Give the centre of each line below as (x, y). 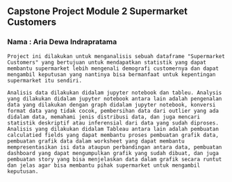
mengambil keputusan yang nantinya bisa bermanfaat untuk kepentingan (111, 74)
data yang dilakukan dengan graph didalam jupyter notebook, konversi (111, 104)
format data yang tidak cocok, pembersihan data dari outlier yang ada (113, 111)
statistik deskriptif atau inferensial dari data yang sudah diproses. (113, 123)
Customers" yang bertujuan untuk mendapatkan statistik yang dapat (107, 62)
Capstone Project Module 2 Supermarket (97, 11)
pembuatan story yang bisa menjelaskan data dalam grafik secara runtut (115, 159)
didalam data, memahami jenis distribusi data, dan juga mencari (103, 117)
